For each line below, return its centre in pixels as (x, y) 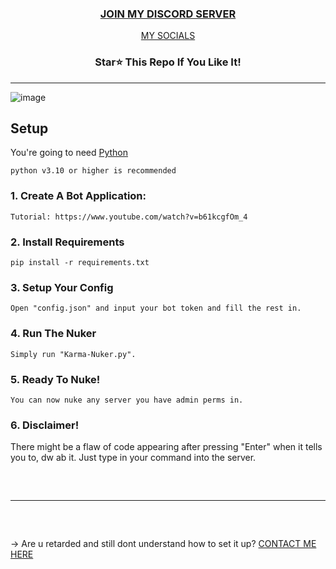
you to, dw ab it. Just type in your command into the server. (133, 458)
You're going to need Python (69, 153)
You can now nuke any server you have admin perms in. (127, 400)
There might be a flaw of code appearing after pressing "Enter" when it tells (166, 447)
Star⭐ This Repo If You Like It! (168, 62)
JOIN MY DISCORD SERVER (168, 14)
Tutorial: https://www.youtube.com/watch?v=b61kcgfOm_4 (129, 217)
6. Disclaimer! (45, 425)
